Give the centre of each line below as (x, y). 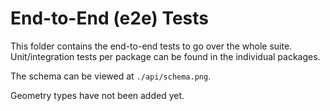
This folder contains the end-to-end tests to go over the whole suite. (151, 46)
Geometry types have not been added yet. (97, 95)
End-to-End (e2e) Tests (109, 18)
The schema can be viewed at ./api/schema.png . (111, 76)
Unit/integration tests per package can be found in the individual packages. (165, 56)
